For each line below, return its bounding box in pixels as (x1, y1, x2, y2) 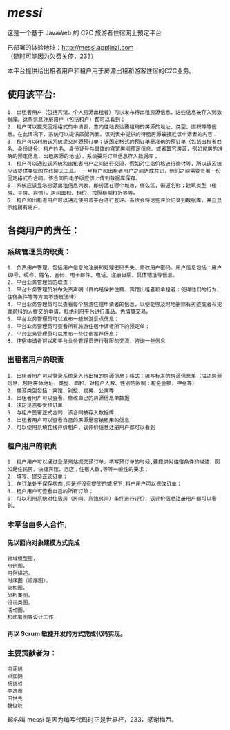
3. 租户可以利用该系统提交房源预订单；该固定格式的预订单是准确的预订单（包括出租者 (7, 138, 218, 145)
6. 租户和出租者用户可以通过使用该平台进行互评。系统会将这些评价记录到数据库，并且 (7, 197, 218, 204)
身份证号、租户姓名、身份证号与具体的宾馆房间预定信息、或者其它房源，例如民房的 (17, 145, 218, 153)
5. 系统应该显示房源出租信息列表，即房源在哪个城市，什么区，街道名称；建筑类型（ (7, 182, 212, 189)
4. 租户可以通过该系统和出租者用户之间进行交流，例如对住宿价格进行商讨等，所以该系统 (7, 160, 222, 167)
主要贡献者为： (7, 648, 57, 657)
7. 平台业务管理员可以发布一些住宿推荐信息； (7, 330, 119, 338)
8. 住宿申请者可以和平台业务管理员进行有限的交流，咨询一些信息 (7, 338, 166, 345)
